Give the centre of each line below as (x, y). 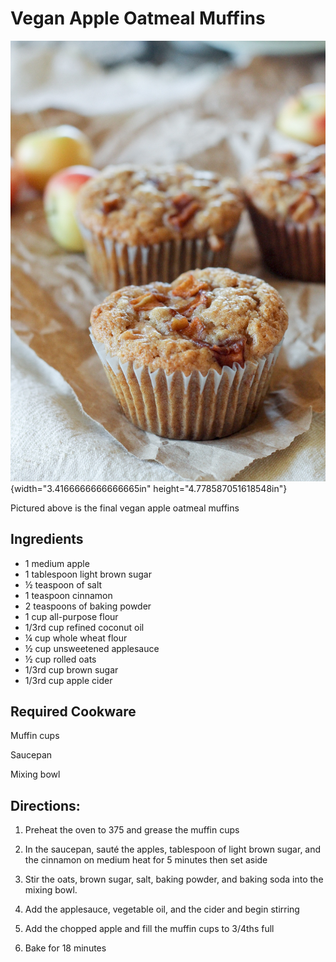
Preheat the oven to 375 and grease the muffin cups (132, 830)
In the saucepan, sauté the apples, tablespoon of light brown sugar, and (173, 849)
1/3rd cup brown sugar (71, 669)
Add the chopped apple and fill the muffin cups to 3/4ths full (149, 929)
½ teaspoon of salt (63, 584)
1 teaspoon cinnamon (68, 595)
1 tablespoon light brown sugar (88, 574)
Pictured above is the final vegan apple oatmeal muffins (125, 508)
